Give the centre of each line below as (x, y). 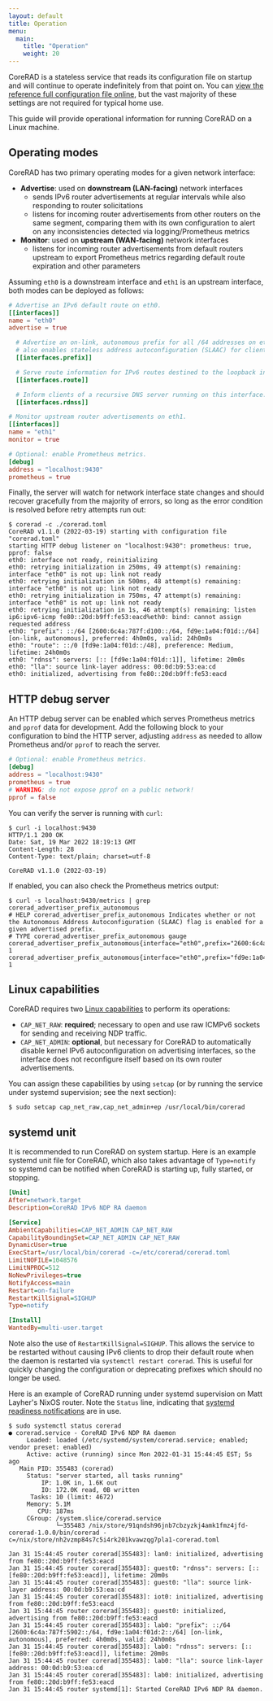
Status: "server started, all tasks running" (105, 1476)
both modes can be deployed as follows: (76, 290)
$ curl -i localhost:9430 (52, 828)
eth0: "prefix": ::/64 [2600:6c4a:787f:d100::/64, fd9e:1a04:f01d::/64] (134, 631)
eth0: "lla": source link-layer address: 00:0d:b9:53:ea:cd (113, 667)
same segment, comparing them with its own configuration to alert (144, 222)
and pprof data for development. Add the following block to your (116, 727)
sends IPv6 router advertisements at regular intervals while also (139, 197)
